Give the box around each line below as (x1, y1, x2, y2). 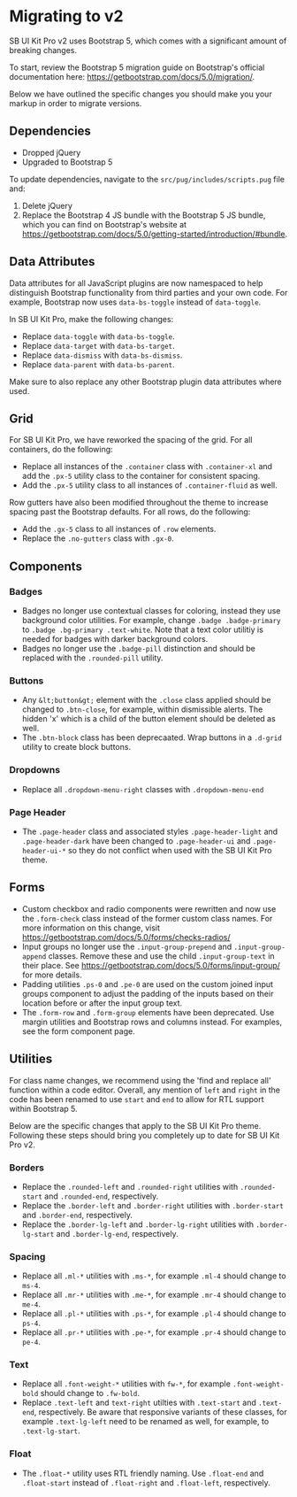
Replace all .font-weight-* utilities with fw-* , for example (21, 1378, 232, 1389)
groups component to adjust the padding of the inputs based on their (21, 988, 274, 999)
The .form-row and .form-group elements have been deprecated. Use (21, 1007, 275, 1017)
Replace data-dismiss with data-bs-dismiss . (21, 350, 183, 360)
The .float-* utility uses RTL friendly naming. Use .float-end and (21, 1468, 264, 1478)
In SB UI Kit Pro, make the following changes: (9, 313, 174, 324)
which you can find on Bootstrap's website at (21, 219, 187, 229)
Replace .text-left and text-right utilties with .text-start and (21, 1397, 256, 1408)
